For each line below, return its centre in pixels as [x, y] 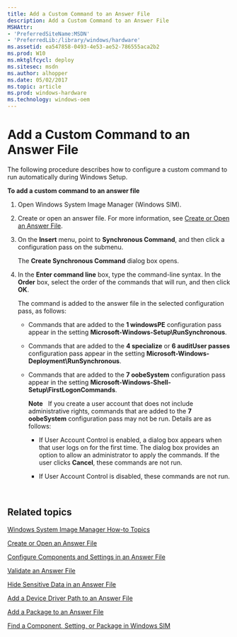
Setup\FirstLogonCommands [71, 389]
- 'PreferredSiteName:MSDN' [49, 34]
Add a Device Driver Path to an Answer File [70, 598]
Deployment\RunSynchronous [74, 361]
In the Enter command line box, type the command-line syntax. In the [119, 275]
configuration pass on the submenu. [70, 247]
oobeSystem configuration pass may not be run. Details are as [120, 419]
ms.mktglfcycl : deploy [41, 60]
